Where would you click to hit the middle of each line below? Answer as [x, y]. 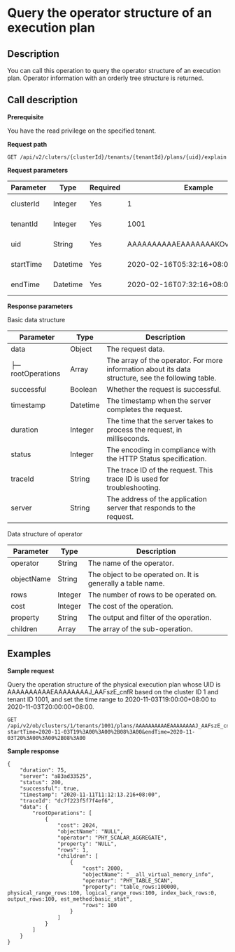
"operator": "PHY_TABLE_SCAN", [128, 880]
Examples [29, 654]
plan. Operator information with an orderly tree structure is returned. [106, 78]
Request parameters [38, 170]
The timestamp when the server [159, 400]
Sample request [31, 670]
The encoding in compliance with [161, 449]
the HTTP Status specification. [157, 458]
